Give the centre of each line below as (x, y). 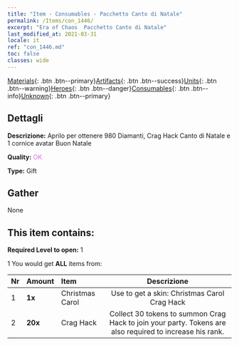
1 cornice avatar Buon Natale (49, 143)
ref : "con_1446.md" (36, 47)
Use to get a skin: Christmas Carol (168, 293)
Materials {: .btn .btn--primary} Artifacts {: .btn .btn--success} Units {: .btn (112, 81)
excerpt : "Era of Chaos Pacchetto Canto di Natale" (87, 27)
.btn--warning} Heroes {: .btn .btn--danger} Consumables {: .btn (99, 88)
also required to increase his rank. (168, 332)
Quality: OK (25, 157)
